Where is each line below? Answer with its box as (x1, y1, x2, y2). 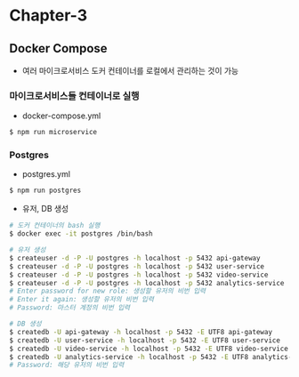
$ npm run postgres (9, 186, 82, 196)
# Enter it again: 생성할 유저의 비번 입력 (9, 295, 154, 304)
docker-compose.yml (21, 110, 101, 121)
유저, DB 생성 (21, 204, 69, 214)
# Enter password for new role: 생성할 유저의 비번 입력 (9, 286, 206, 296)
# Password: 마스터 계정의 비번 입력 (9, 303, 131, 312)
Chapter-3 (9, 5, 88, 26)
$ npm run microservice (9, 128, 98, 137)
